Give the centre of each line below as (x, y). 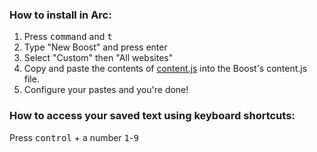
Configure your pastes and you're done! (106, 90)
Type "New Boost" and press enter (95, 47)
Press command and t (68, 37)
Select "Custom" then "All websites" (98, 58)
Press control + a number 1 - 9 (74, 137)
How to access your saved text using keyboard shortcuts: (152, 116)
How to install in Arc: (60, 15)
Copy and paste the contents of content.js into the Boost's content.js (165, 69)
